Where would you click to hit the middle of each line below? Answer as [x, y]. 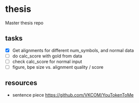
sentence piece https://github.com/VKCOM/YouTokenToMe [73, 95]
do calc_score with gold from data [47, 56]
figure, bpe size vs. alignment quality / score [58, 67]
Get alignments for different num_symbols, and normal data [73, 50]
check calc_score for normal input [47, 61]
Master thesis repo [24, 23]
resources [21, 83]
